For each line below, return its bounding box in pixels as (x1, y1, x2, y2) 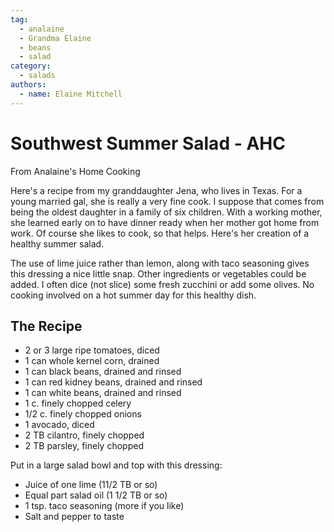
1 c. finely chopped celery (24, 397, 132, 410)
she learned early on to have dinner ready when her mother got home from (10, 216, 320, 228)
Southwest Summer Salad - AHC (10, 132, 286, 155)
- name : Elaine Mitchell (19, 89, 123, 99)
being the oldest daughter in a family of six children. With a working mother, (10, 206, 323, 218)
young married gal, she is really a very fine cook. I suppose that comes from (10, 195, 325, 207)
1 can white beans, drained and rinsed (24, 387, 182, 399)
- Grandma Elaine (19, 33, 92, 43)
